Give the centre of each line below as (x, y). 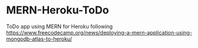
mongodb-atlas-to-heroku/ (39, 39)
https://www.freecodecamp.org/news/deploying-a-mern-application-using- (99, 32)
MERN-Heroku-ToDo (58, 10)
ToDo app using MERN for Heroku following (59, 26)
